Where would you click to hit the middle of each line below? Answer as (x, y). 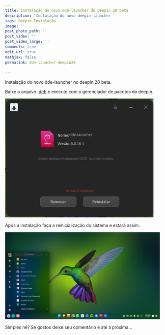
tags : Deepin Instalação (30, 21)
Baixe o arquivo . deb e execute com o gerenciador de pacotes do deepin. (79, 92)
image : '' (15, 26)
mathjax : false (21, 57)
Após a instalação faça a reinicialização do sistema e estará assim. (72, 225)
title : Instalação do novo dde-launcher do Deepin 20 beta (67, 10)
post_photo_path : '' (26, 31)
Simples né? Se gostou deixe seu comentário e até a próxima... (69, 327)
